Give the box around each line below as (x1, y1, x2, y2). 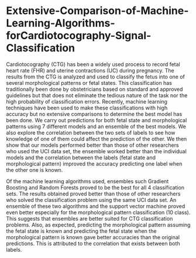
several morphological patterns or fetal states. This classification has (6, 79, 173, 86)
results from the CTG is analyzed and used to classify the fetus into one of (6, 73, 185, 80)
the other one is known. (6, 166, 63, 173)
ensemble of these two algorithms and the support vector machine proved (6, 202, 185, 209)
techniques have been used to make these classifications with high (6, 104, 168, 111)
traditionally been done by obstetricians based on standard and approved (6, 85, 183, 92)
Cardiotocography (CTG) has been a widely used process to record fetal (6, 60, 180, 68)
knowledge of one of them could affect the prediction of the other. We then (6, 135, 187, 142)
